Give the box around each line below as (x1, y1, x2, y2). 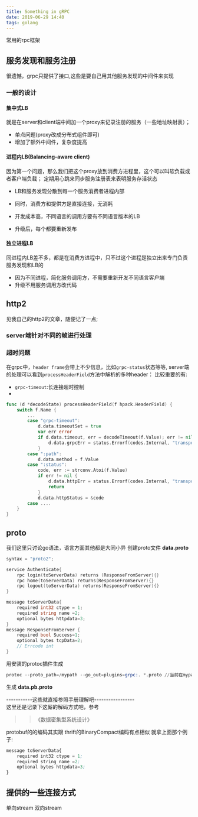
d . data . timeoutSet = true (37, 423, 101, 429)
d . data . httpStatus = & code (37, 495, 104, 501)
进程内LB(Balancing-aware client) (6, 153, 90, 160)
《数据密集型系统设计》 (35, 716, 93, 723)
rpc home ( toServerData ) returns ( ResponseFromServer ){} (16, 578, 154, 583)
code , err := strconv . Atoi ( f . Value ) (37, 468, 128, 474)
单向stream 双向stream (6, 805, 62, 811)
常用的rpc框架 (6, 37, 41, 44)
